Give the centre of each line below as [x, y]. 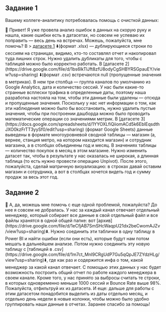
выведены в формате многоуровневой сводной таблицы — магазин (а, [81, 134]
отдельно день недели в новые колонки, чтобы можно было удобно [77, 299]
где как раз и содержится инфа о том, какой [96, 260]
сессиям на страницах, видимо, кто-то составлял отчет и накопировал [81, 53]
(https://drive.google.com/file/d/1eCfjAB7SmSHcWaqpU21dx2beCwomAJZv [83, 225]
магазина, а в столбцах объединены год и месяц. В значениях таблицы [81, 145]
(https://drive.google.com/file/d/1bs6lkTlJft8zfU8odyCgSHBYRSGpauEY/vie [83, 69]
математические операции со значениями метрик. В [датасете [72, 118]
